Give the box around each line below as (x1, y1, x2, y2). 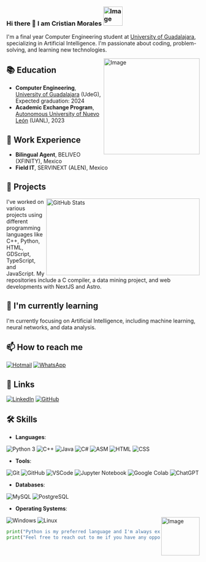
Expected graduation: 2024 (15, 97, 85, 104)
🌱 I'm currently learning (6, 301, 99, 311)
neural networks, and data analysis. (6, 323, 96, 331)
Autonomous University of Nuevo (15, 111, 100, 118)
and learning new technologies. (27, 46, 107, 53)
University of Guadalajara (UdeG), (15, 91, 101, 98)
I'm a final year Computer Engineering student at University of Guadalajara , (6, 33, 196, 41)
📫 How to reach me (6, 341, 83, 353)
